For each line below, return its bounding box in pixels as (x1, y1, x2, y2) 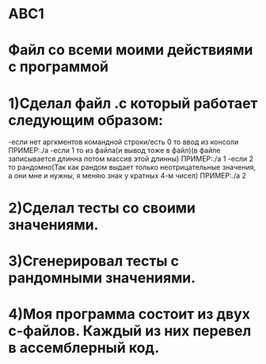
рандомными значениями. (8, 269, 196, 286)
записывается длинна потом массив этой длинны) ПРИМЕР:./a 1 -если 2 (8, 154, 253, 163)
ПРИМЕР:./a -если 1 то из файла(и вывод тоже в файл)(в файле (8, 146, 221, 155)
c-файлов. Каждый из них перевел (8, 322, 252, 339)
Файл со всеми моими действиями (8, 41, 253, 59)
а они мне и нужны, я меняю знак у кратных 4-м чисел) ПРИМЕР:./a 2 (8, 171, 247, 181)
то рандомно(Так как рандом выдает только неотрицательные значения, (8, 163, 256, 172)
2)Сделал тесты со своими (8, 199, 196, 216)
